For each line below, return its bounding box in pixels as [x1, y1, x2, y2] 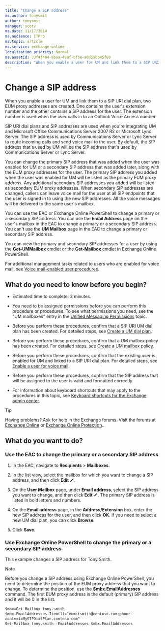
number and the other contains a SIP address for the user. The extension [5, 108, 152, 114]
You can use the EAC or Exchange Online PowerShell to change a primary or [5, 210, 160, 216]
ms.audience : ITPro [5, 34, 45, 39]
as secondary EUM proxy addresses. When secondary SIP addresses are [5, 185, 153, 191]
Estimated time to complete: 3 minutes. [12, 294, 92, 299]
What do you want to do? [5, 436, 83, 445]
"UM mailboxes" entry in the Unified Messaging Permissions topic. [12, 313, 147, 320]
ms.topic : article [5, 39, 43, 44]
